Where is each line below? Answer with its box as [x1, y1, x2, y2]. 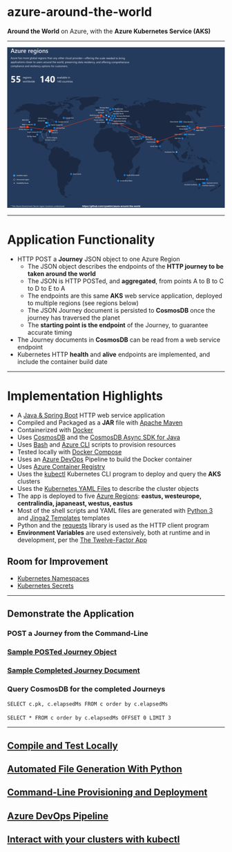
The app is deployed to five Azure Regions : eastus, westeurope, [17, 492, 202, 500]
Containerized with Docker [17, 425, 93, 434]
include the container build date [17, 357, 108, 366]
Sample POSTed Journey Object [7, 647, 117, 657]
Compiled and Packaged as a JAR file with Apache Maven [17, 418, 183, 427]
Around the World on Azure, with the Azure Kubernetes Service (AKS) [7, 27, 211, 35]
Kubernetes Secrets [17, 581, 74, 590]
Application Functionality [7, 232, 155, 248]
